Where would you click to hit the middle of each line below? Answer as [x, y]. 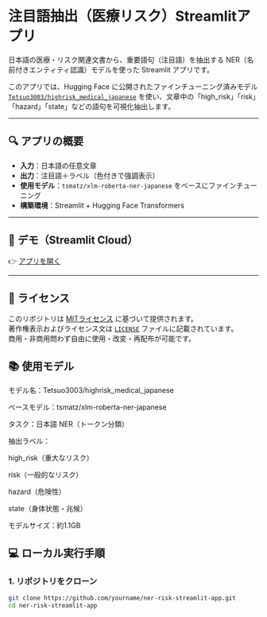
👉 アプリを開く [35, 261]
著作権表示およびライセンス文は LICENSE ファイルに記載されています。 [123, 329]
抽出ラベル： [29, 441]
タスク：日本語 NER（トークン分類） [68, 424]
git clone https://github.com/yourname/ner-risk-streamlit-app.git [122, 598]
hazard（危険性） [37, 492]
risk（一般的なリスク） [46, 475]
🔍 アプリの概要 [46, 141]
